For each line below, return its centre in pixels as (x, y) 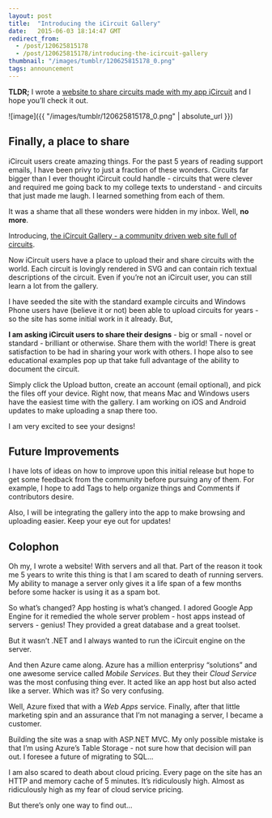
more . (19, 220)
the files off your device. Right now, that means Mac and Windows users (129, 393)
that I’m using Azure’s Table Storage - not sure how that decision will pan (130, 748)
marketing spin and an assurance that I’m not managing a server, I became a (136, 715)
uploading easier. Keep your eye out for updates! (90, 521)
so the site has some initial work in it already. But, (91, 319)
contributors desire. (41, 497)
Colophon (34, 547)
